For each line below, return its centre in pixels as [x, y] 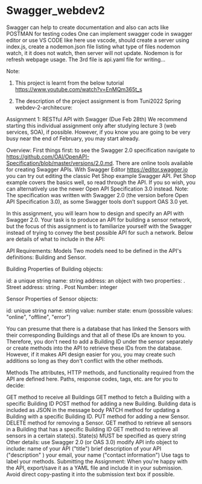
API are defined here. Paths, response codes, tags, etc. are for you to [92, 379]
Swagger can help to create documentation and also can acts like [87, 27]
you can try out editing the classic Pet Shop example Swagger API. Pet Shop [101, 175]
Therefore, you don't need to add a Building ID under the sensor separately [99, 341]
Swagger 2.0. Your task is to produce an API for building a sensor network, [99, 220]
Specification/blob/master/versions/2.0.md [59, 163]
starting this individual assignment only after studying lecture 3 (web [91, 125]
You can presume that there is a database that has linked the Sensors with [99, 329]
